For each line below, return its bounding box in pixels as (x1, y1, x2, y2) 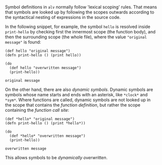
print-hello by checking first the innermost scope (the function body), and (5, 29, 156, 34)
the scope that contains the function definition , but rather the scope (5, 102, 141, 108)
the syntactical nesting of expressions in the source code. (5, 15, 121, 20)
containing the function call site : (5, 107, 69, 113)
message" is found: (5, 39, 41, 45)
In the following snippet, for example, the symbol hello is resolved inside (5, 24, 150, 30)
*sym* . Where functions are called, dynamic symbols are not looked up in (5, 97, 151, 103)
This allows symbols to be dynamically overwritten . (5, 155, 108, 160)
